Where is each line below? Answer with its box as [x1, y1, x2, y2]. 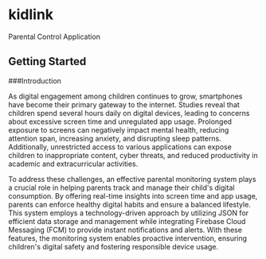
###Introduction [8, 75, 62, 85]
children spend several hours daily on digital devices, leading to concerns [8, 108, 250, 118]
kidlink [8, 6, 54, 24]
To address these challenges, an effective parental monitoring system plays [8, 174, 256, 184]
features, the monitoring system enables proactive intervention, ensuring [8, 233, 248, 243]
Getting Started [8, 55, 87, 68]
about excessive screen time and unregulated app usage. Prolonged [8, 117, 233, 126]
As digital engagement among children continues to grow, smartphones [8, 91, 243, 101]
